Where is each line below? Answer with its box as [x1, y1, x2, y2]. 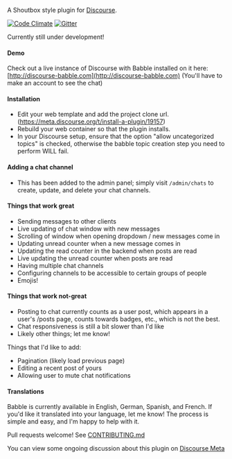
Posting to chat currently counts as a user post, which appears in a [17, 308, 208, 316]
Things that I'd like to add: [7, 343, 82, 351]
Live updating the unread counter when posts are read [17, 253, 173, 262]
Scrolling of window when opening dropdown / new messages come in [17, 232, 220, 240]
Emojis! [17, 276, 39, 284]
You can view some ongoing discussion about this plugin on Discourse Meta [7, 444, 225, 453]
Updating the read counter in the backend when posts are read [17, 247, 197, 255]
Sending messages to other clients [17, 217, 116, 225]
